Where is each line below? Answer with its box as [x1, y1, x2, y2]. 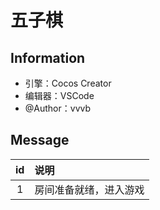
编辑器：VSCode [24, 90, 95, 101]
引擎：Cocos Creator [24, 77, 112, 89]
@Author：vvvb [24, 102, 92, 114]
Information [10, 49, 86, 66]
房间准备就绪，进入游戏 [34, 182, 145, 196]
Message [10, 132, 70, 149]
